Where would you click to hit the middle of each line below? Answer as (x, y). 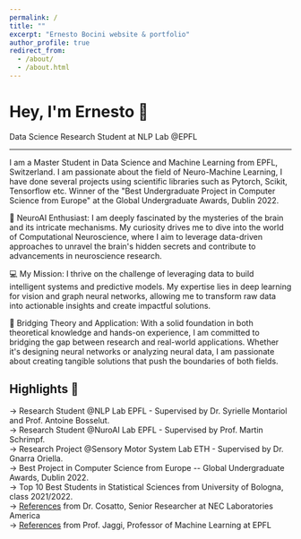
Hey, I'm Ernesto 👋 (79, 112)
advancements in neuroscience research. (86, 255)
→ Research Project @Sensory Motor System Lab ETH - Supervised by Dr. (146, 449)
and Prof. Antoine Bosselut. (60, 420)
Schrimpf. (27, 439)
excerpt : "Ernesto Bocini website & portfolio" (100, 34)
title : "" (28, 26)
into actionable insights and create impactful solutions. (110, 305)
